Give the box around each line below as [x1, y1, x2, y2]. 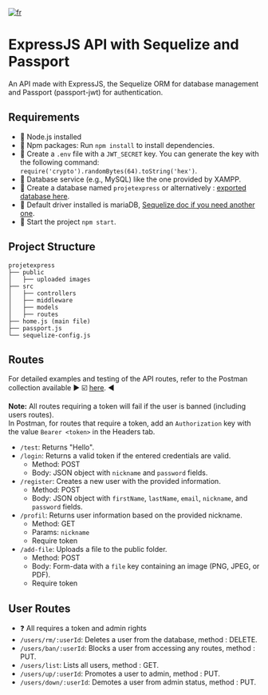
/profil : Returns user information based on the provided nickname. [19, 510, 243, 520]
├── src [8, 282, 34, 290]
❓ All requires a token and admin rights [19, 624, 148, 633]
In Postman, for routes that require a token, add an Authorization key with [8, 418, 251, 428]
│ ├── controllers [8, 289, 77, 298]
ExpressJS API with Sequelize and [8, 36, 239, 54]
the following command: [19, 157, 100, 167]
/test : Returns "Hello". [19, 442, 94, 452]
